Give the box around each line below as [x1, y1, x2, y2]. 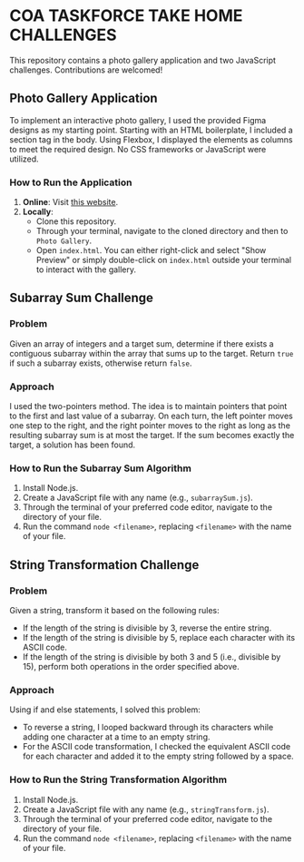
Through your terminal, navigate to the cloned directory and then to [35, 226, 289, 237]
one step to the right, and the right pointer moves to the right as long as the [9, 420, 290, 431]
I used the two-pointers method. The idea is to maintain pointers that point [9, 401, 288, 412]
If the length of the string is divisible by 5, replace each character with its [22, 632, 296, 643]
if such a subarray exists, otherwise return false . [9, 358, 192, 368]
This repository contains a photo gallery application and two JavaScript [9, 54, 277, 65]
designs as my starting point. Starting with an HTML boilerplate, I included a [9, 124, 293, 135]
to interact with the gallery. [35, 264, 137, 275]
